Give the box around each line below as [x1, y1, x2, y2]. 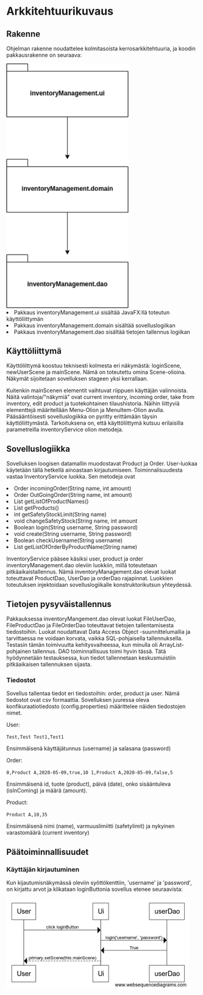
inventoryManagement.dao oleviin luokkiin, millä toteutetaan [6, 562, 157, 569]
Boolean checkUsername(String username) [14, 537, 123, 544]
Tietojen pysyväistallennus [6, 598, 112, 609]
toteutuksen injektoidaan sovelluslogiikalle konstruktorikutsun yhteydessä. [6, 581, 193, 589]
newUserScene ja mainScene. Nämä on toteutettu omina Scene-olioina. [6, 368, 186, 376]
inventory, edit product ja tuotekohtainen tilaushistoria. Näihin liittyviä [6, 400, 180, 408]
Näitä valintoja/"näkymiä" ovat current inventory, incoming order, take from [6, 393, 195, 401]
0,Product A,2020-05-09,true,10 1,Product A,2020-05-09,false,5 [6, 770, 173, 776]
